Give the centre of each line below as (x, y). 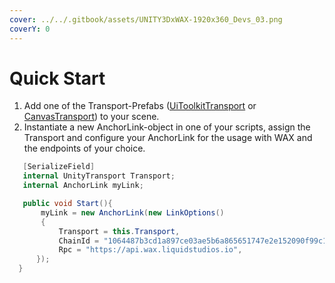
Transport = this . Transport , (119, 231)
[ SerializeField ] (59, 167)
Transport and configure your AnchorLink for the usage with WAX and (168, 138)
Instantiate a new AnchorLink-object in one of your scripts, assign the (167, 127)
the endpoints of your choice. (84, 148)
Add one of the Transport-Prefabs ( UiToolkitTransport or (140, 106)
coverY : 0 (30, 29)
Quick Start (57, 78)
